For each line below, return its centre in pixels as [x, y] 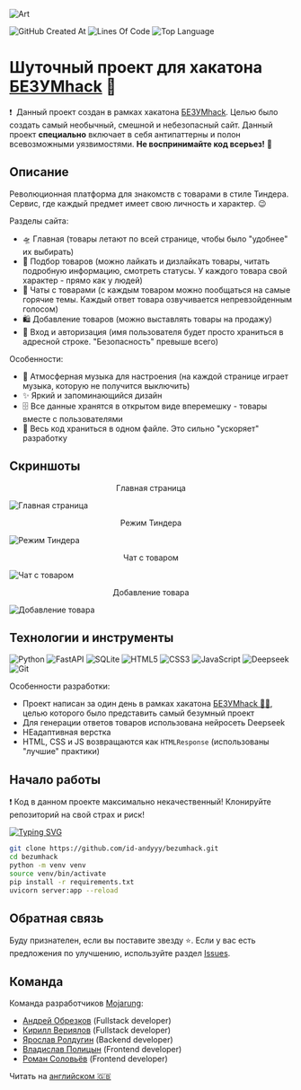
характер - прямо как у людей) [83, 280]
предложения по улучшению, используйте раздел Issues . [120, 954]
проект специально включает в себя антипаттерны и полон [125, 134]
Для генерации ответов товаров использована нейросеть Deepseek [154, 723]
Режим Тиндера [151, 523]
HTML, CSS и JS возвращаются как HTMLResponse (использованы [146, 742]
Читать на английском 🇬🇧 [60, 1077]
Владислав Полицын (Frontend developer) [102, 1050]
